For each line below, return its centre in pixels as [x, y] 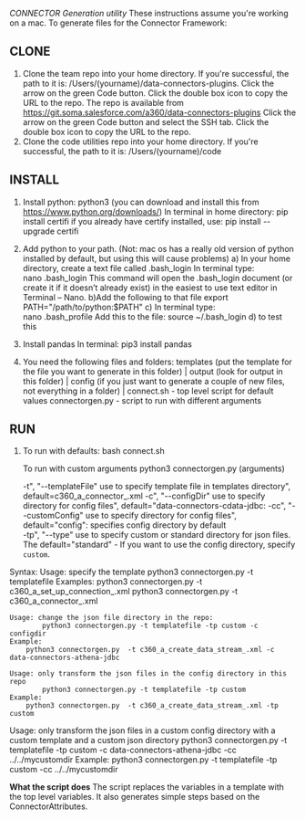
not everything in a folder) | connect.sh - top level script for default [148, 391]
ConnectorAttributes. [49, 806]
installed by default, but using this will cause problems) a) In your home [157, 258]
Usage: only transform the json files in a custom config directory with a [142, 730]
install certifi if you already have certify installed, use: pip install [142, 221]
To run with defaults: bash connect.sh [94, 451]
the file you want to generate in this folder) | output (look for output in [153, 371]
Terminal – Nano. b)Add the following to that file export [126, 297]
